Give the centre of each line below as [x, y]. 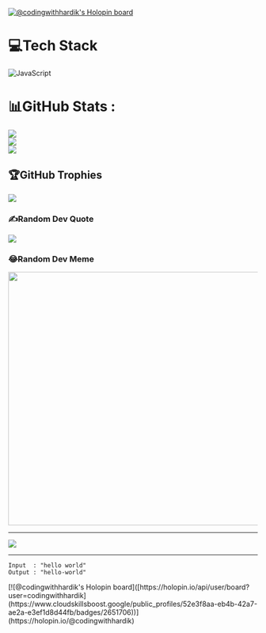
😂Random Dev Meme [51, 259]
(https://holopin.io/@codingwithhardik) [71, 621]
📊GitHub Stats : [62, 107]
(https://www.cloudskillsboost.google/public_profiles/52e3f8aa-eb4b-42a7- [133, 604]
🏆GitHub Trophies [55, 175]
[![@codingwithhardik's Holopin [60, 587]
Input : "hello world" [47, 566]
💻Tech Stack [53, 46]
